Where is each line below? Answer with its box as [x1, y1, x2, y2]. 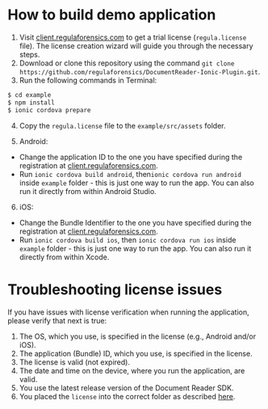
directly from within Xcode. [19, 252, 110, 262]
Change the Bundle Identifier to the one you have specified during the [19, 217, 252, 227]
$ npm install [7, 99, 56, 107]
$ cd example [7, 91, 52, 99]
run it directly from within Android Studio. [19, 186, 157, 196]
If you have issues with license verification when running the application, [7, 307, 249, 317]
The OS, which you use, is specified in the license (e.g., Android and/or [19, 331, 256, 341]
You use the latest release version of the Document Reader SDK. [19, 382, 234, 393]
